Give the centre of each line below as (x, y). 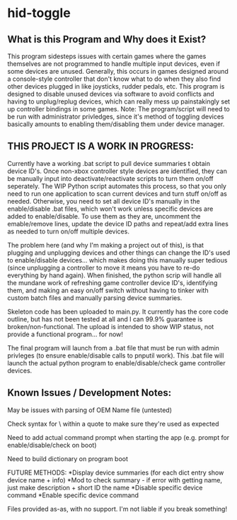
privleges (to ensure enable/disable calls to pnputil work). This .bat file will (116, 355)
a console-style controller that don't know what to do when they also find (114, 79)
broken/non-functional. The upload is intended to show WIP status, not (111, 326)
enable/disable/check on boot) (52, 445)
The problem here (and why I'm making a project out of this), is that (105, 245)
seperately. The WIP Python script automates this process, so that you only (117, 186)
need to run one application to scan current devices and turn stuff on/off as (117, 194)
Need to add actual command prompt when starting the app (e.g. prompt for (118, 437)
